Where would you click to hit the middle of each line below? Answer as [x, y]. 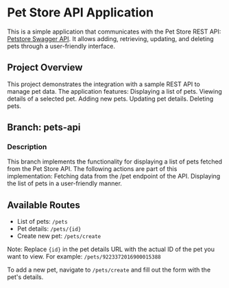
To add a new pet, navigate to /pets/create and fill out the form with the [109, 270]
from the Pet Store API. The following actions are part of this [92, 169]
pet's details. [25, 277]
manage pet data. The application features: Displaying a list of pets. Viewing [114, 91]
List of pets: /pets [42, 222]
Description [27, 147]
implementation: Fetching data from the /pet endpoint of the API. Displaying [114, 176]
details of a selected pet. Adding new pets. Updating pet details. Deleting [110, 99]
